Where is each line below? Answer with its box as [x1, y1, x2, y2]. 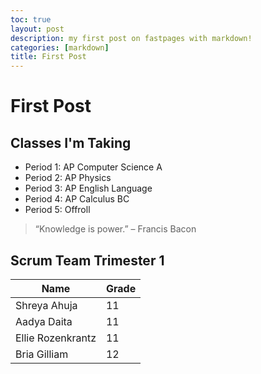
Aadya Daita [15, 314, 73, 328]
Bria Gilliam [15, 347, 69, 361]
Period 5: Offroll [24, 204, 91, 216]
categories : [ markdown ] [10, 42, 110, 53]
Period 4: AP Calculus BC [24, 193, 130, 205]
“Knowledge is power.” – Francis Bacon [34, 223, 197, 235]
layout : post [10, 24, 65, 34]
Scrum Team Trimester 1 [10, 252, 165, 269]
